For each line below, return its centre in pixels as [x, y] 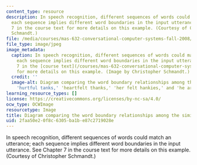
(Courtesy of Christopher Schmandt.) [51, 156]
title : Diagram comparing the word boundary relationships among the [93, 115]
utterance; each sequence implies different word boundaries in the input [93, 144]
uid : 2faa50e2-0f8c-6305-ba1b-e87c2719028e [60, 121]
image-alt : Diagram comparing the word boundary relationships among [98, 83]
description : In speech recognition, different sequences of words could [98, 17]
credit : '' [25, 77]
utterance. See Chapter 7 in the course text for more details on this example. [98, 150]
